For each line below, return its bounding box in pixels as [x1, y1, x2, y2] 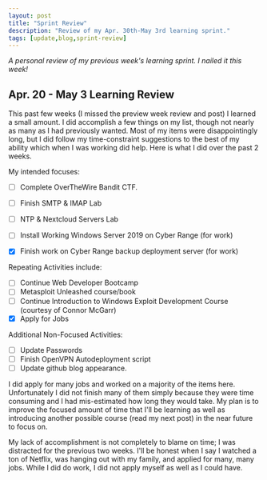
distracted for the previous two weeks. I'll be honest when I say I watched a [8, 446, 257, 455]
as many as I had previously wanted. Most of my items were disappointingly [8, 126, 258, 136]
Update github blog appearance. [19, 363, 128, 373]
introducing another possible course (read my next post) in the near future [8, 413, 253, 422]
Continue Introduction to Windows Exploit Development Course [19, 296, 229, 306]
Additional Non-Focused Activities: [8, 330, 123, 339]
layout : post [8, 11, 52, 20]
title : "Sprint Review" [8, 19, 88, 27]
